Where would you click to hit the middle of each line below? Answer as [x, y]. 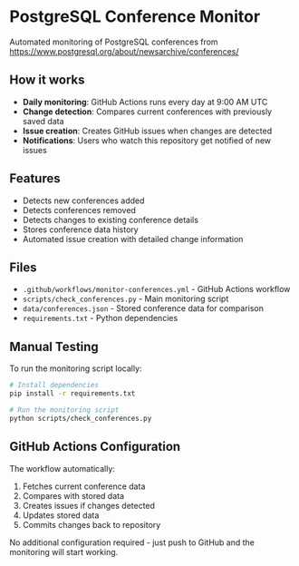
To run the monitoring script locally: [76, 368]
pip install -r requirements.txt [72, 394]
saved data [43, 121]
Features [35, 179]
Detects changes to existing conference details [111, 220]
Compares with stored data [73, 495]
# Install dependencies [54, 385]
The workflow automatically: [63, 468]
